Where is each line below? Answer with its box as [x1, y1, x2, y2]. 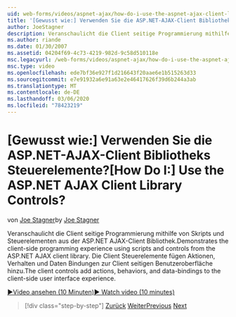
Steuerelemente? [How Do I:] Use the [7, 163, 225, 178]
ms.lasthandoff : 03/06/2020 [7, 96, 90, 103]
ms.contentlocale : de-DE [7, 89, 80, 96]
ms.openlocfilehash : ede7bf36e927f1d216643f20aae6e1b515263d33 [7, 69, 197, 76]
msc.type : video [7, 63, 55, 70]
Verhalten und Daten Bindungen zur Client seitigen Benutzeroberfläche [7, 259, 213, 268]
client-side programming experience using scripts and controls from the [7, 244, 216, 252]
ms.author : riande [7, 37, 61, 44]
